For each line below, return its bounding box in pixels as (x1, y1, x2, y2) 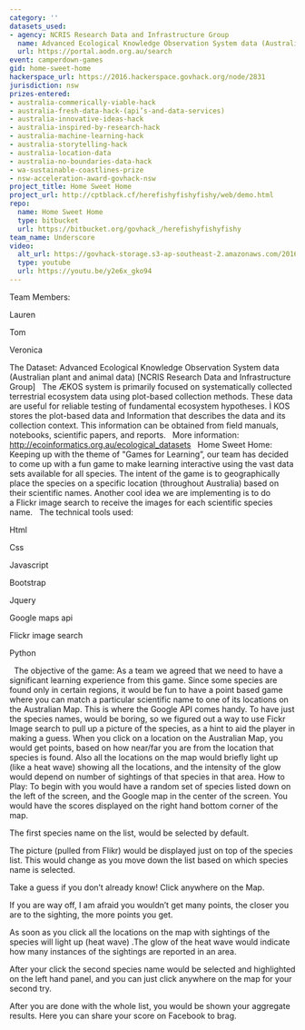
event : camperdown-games (9, 55, 103, 64)
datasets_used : (9, 22, 67, 31)
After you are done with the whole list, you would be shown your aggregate (9, 1000, 290, 1011)
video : (9, 242, 34, 251)
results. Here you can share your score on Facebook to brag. (9, 1010, 238, 1021)
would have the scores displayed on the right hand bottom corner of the (9, 800, 279, 811)
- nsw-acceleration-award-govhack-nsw (9, 173, 156, 183)
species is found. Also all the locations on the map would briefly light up (9, 751, 279, 763)
